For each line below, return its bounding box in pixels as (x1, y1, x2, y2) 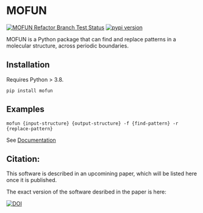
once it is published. (6, 176, 57, 184)
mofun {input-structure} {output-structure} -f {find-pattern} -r (6, 120, 179, 127)
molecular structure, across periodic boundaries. (6, 42, 129, 49)
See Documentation (6, 136, 56, 144)
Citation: (6, 153, 40, 164)
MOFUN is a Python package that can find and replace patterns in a (6, 35, 177, 43)
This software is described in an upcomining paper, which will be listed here (6, 170, 197, 177)
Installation (6, 60, 50, 70)
